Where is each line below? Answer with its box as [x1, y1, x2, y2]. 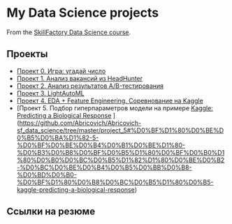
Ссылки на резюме [6, 206, 96, 218]
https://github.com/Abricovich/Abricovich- [19, 119, 142, 127]
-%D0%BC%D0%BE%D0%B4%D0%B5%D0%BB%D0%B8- [16, 163, 193, 172]
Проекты [6, 48, 48, 60]
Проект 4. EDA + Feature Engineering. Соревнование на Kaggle [16, 96, 203, 105]
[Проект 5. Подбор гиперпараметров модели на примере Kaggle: [16, 103, 214, 112]
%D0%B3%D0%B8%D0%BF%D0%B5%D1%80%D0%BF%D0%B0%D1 [16, 148, 225, 156]
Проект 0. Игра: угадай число [16, 66, 106, 75]
